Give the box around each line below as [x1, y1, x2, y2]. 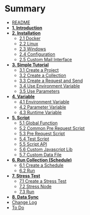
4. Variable [11, 93, 35, 100]
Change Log [11, 199, 38, 205]
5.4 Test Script [19, 135, 49, 142]
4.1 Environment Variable [19, 99, 70, 105]
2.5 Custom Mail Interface [19, 56, 72, 62]
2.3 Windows [19, 46, 46, 52]
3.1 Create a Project [19, 67, 59, 73]
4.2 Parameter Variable [19, 104, 66, 110]
